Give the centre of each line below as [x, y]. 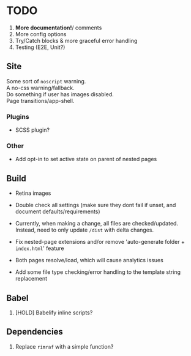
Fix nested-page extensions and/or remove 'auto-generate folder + [100, 242]
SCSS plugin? [32, 130]
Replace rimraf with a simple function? [64, 346]
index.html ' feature [39, 248]
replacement [31, 279]
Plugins [18, 116]
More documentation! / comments [58, 28]
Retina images [33, 193]
